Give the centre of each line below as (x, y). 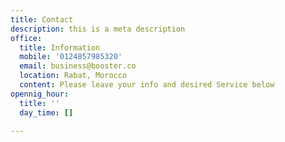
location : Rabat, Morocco (73, 76)
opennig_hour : (40, 94)
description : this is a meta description (98, 29)
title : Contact (42, 19)
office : (26, 38)
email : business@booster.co (78, 66)
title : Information (60, 47)
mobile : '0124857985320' (71, 57)
